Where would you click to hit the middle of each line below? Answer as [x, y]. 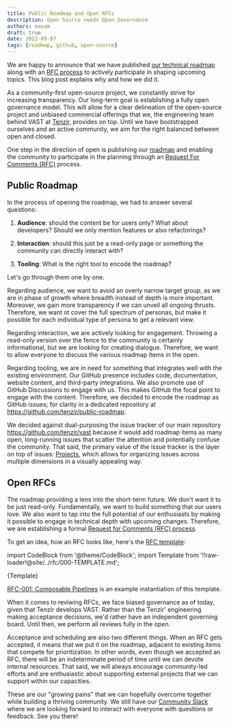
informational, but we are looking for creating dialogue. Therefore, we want [113, 347]
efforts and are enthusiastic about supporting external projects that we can [112, 674]
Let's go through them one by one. [56, 277]
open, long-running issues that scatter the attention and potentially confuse [113, 439]
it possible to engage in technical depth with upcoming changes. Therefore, [113, 521]
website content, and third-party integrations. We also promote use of [105, 382]
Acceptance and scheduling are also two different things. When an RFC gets [114, 637]
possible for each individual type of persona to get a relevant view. [101, 319]
